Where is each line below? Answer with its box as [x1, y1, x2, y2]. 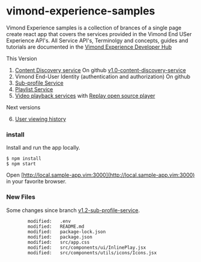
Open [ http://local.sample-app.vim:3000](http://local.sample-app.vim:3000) [6, 171, 195, 178]
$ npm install [6, 156, 42, 162]
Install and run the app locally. [6, 144, 80, 151]
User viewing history [14, 115, 67, 123]
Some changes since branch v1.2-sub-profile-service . [6, 206, 140, 214]
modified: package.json [28, 234, 93, 240]
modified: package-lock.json [28, 228, 106, 235]
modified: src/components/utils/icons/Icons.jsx [28, 249, 157, 256]
